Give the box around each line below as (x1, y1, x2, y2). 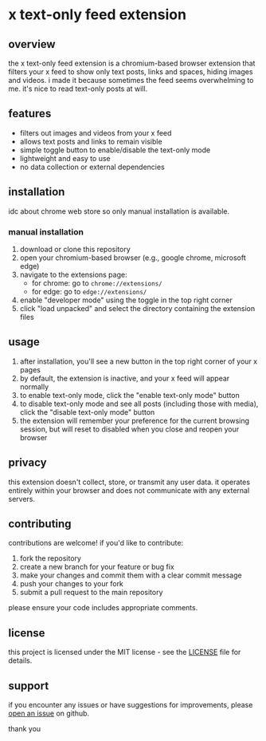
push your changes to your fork (19, 579, 123, 589)
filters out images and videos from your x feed (19, 128, 172, 137)
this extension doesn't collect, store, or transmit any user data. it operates (8, 477, 251, 487)
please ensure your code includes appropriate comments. (8, 603, 198, 613)
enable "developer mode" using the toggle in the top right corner (19, 295, 233, 305)
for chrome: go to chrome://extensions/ (31, 278, 162, 288)
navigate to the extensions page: (19, 270, 127, 279)
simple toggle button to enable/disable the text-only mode (19, 145, 211, 155)
